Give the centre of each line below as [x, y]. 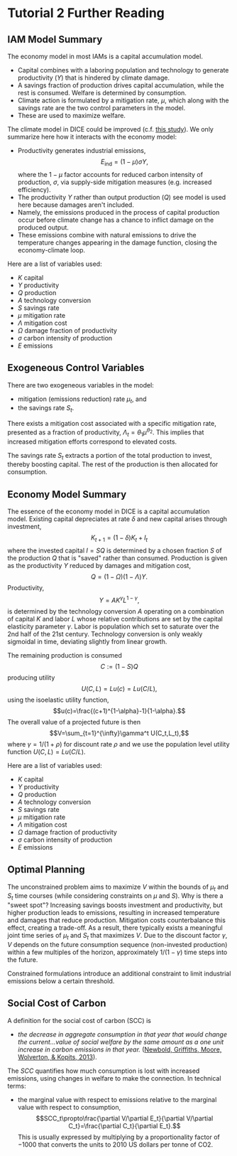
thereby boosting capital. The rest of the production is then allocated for [113, 464]
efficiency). [34, 189]
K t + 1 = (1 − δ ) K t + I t [119, 539]
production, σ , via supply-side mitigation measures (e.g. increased [115, 182]
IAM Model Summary [55, 39]
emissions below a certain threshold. [61, 981]
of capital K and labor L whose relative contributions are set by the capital [115, 619]
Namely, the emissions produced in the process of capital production [118, 212]
